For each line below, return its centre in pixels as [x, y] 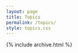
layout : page [22, 11]
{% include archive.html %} [39, 45]
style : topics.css [28, 28]
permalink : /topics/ [31, 22]
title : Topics [23, 17]
